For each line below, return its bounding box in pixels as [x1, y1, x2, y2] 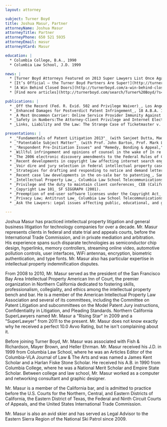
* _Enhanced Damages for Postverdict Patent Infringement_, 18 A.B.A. [9, 108, 159, 113]
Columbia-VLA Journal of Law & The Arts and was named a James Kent [5, 354, 153, 360]
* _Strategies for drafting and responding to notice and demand [9, 168, 148, 173]
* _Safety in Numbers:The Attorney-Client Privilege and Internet [9, 118, 150, 123]
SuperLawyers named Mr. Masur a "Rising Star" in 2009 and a [5, 313, 133, 319]
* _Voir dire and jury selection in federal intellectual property [9, 163, 153, 168]
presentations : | [5, 131, 41, 136]
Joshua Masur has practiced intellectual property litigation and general [5, 219, 150, 224]
